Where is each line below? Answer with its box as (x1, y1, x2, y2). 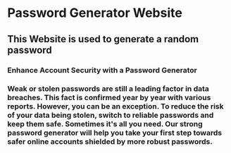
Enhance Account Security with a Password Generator (7, 65, 197, 75)
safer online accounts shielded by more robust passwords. (7, 137, 213, 147)
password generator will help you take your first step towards (7, 128, 223, 138)
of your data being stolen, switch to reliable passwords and (7, 111, 214, 121)
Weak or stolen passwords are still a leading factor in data (7, 84, 210, 94)
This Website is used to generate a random (7, 33, 199, 45)
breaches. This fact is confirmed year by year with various (7, 93, 211, 103)
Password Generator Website (7, 5, 183, 21)
